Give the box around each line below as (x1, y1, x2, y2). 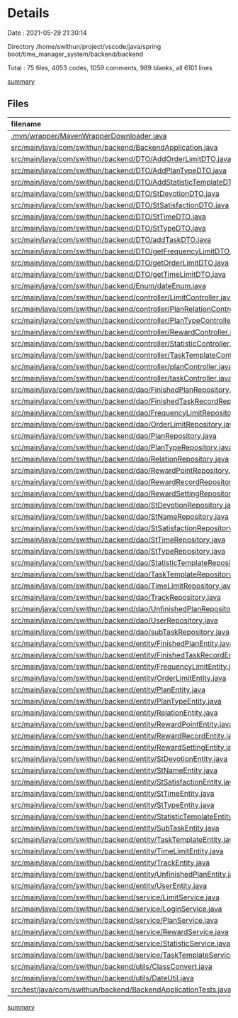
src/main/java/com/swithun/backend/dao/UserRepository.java (11, 615, 218, 625)
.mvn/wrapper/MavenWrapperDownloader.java (11, 131, 167, 141)
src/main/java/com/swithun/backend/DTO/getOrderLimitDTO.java (11, 258, 229, 268)
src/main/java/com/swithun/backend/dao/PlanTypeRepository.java (11, 442, 233, 452)
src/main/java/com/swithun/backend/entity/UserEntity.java (11, 880, 208, 890)
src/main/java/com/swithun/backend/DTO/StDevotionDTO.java (11, 188, 220, 198)
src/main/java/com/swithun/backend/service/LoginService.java (11, 904, 222, 914)
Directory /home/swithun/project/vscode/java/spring (7, 42, 161, 50)
